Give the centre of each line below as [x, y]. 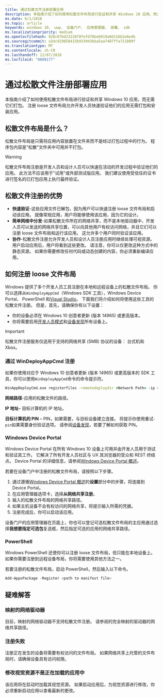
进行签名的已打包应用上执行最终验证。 [43, 179]
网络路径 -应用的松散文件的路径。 [38, 398]
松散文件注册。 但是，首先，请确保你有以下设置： [55, 305]
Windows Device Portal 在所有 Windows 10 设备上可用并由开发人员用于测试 [81, 449]
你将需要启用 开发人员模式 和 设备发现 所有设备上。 [61, 321]
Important [15, 331]
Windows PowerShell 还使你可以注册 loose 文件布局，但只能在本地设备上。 [80, 553]
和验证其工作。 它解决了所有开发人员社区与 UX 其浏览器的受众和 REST [75, 455]
